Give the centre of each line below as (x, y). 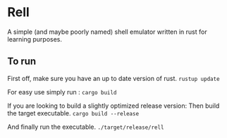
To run (22, 62)
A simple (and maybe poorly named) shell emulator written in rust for (107, 32)
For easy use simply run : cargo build (62, 92)
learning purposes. (35, 39)
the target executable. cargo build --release (73, 113)
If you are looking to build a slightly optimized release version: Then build (114, 106)
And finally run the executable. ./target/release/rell (86, 127)
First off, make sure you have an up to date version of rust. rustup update (114, 78)
